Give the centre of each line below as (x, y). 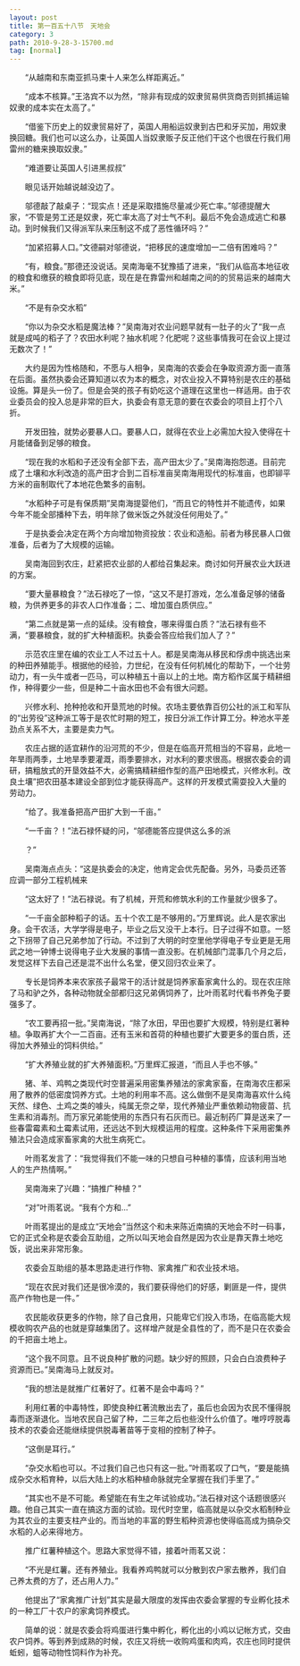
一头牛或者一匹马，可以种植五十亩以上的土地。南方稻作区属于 (154, 677)
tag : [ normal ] (36, 51)
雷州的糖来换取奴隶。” (48, 149)
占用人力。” (99, 1581)
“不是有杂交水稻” (56, 308)
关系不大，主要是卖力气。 (71, 729)
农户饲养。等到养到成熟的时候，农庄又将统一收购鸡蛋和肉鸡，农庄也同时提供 (150, 1641)
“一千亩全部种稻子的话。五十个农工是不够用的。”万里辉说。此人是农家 (151, 918)
